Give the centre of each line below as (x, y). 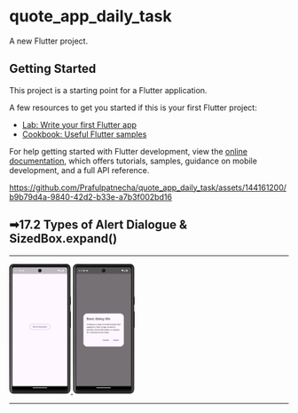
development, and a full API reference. (79, 170)
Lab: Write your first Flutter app (79, 124)
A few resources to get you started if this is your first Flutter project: (133, 107)
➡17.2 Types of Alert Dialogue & (98, 225)
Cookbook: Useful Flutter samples (84, 134)
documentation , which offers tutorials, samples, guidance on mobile (133, 161)
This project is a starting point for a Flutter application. (108, 90)
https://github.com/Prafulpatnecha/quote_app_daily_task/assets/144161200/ (148, 187)
